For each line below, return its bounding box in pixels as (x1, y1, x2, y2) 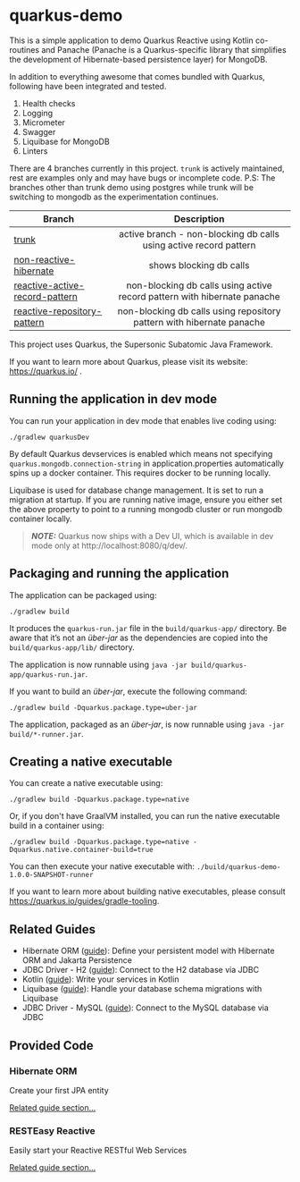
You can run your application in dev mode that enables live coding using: (9, 415, 277, 426)
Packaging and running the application (9, 566, 229, 581)
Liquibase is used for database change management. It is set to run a (9, 485, 264, 495)
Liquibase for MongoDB (21, 136, 110, 147)
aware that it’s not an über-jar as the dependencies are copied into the (9, 632, 269, 643)
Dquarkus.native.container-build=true (9, 846, 154, 855)
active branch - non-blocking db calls (119, 227, 279, 240)
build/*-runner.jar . (9, 728, 84, 739)
